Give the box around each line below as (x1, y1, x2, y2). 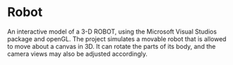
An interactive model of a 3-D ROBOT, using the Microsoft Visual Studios (7, 27, 217, 36)
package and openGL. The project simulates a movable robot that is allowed (7, 34, 227, 43)
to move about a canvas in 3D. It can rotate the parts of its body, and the (7, 42, 216, 50)
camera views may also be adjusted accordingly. (7, 50, 148, 58)
